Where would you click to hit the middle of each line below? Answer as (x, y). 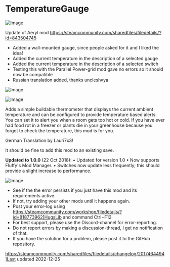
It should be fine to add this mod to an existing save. (60, 150)
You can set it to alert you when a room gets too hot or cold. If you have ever (85, 120)
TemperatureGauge (47, 9)
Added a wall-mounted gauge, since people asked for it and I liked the (86, 47)
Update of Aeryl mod (27, 32)
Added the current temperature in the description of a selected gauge (85, 58)
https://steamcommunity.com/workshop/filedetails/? (67, 211)
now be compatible (33, 74)
